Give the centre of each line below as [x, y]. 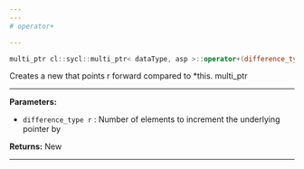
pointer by [42, 129]
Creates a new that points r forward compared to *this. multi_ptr [128, 76]
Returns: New [36, 146]
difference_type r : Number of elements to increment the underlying [151, 119]
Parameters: [33, 102]
